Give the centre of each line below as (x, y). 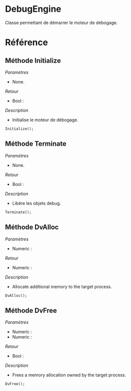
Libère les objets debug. (36, 203)
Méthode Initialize (33, 61)
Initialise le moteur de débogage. (45, 120)
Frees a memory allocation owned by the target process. (69, 375)
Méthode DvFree (31, 310)
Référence (26, 42)
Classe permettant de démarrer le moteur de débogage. (62, 23)
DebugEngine (33, 9)
